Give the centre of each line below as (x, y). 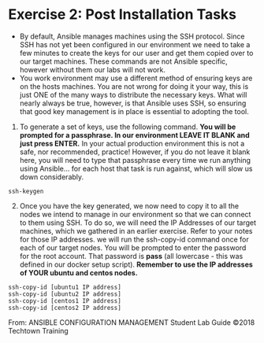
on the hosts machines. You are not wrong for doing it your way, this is (134, 86)
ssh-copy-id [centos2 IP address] (65, 308)
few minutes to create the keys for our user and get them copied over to (136, 53)
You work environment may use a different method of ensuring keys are (136, 78)
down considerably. (52, 177)
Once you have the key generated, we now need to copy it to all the (129, 205)
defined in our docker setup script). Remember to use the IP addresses (136, 264)
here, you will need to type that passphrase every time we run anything (135, 160)
